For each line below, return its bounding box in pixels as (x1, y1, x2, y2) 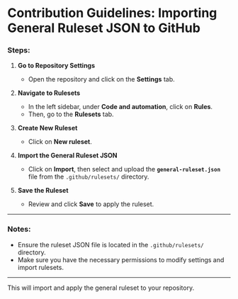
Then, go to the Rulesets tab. (28, 110, 115, 118)
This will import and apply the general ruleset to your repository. (7, 283, 195, 292)
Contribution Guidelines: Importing (7, 5, 217, 21)
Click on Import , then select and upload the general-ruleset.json (28, 165, 221, 174)
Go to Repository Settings (17, 62, 96, 70)
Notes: (7, 225, 31, 235)
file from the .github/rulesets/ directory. (28, 172, 149, 181)
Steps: (7, 45, 30, 55)
